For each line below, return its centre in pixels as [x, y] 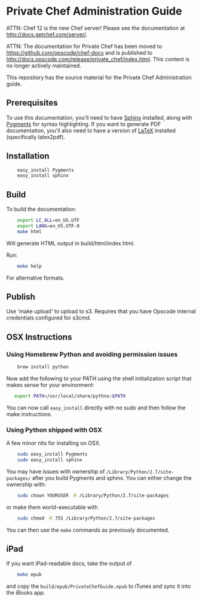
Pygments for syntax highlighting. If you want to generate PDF [84, 124]
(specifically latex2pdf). [36, 137]
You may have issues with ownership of [56, 471]
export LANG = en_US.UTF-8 [48, 226]
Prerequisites [32, 103]
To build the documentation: [41, 209]
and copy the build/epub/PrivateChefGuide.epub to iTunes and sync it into [99, 586]
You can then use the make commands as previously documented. [88, 530]
